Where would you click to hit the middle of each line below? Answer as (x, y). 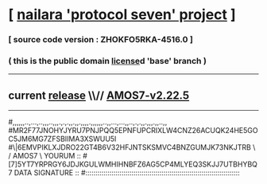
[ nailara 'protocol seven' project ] (122, 15)
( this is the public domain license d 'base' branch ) (107, 61)
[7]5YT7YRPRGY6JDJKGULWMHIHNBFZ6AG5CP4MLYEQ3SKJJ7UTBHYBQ (133, 164)
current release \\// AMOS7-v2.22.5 (99, 95)
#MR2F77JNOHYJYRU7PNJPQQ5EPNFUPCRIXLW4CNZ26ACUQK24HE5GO (133, 131)
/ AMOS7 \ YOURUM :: (45, 156)
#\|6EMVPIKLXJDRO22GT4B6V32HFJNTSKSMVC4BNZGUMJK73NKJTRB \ (132, 147)
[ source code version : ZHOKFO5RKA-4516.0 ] (101, 40)
